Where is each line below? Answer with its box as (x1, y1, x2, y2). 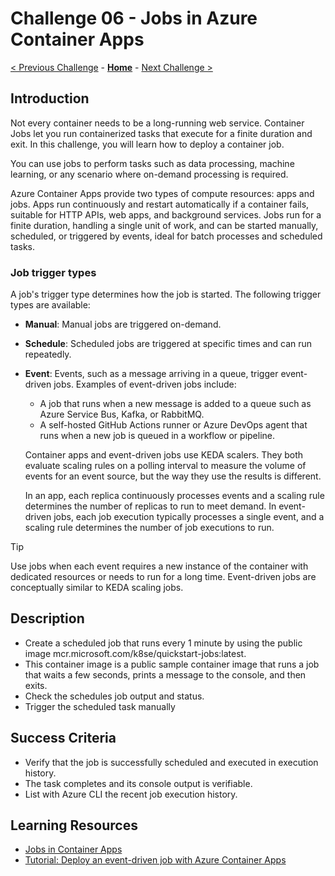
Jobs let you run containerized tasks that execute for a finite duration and (10, 127, 313, 139)
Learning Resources (10, 817, 138, 834)
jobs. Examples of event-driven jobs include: (53, 378, 237, 391)
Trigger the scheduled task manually (24, 700, 176, 712)
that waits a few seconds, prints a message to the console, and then (24, 668, 307, 681)
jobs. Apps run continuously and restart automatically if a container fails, (10, 198, 310, 210)
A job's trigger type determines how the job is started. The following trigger (10, 288, 322, 301)
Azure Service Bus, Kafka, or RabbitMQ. (39, 408, 205, 421)
